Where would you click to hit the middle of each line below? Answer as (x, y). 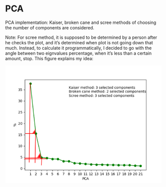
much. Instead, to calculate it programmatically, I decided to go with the (79, 48)
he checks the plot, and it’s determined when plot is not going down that (79, 42)
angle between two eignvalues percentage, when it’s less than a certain (79, 53)
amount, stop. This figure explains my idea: (49, 58)
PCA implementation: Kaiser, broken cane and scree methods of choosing (81, 22)
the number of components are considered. (50, 27)
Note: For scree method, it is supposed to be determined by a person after (81, 37)
